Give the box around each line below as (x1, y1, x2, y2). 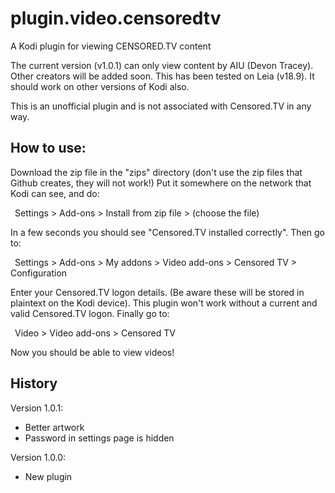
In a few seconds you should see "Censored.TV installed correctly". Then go (10, 226, 326, 238)
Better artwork (24, 421, 85, 433)
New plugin (24, 470, 73, 482)
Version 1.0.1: (10, 402, 64, 414)
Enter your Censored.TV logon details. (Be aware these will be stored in (10, 286, 305, 298)
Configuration (10, 267, 68, 279)
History (10, 375, 58, 392)
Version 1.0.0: (10, 451, 67, 463)
